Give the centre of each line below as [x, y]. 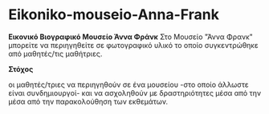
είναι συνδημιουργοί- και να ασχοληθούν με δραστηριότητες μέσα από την [135, 92]
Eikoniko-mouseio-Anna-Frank [114, 15]
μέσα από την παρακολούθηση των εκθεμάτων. [88, 101]
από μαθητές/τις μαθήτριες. [55, 53]
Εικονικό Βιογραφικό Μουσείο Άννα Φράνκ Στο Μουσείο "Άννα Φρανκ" [130, 37]
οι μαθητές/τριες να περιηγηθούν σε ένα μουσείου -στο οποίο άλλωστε [128, 85]
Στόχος [21, 69]
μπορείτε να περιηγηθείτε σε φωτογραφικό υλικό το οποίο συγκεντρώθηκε [133, 45]
